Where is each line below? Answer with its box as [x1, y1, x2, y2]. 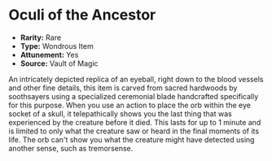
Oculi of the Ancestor [8, 6, 156, 24]
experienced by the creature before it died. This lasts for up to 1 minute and [8, 117, 261, 127]
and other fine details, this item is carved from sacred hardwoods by [8, 83, 238, 93]
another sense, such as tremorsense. [8, 143, 134, 153]
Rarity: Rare [20, 33, 62, 42]
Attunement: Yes [20, 50, 79, 59]
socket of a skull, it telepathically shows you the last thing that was [8, 108, 232, 119]
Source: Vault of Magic [20, 59, 99, 68]
